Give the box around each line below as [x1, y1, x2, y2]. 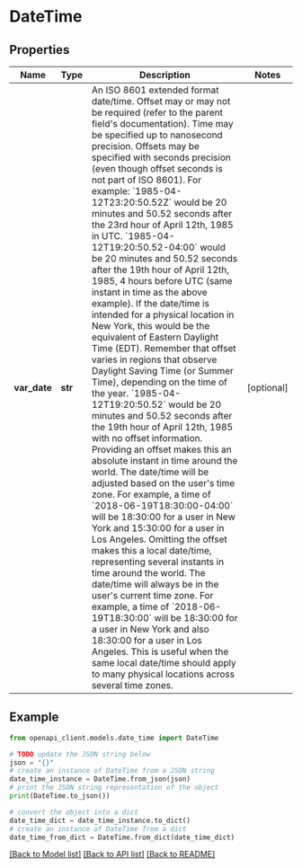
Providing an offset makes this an [91, 443, 232, 456]
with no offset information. [91, 432, 203, 444]
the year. [91, 387, 129, 399]
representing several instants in [91, 555, 225, 568]
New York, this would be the [91, 320, 210, 332]
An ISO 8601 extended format [91, 84, 219, 96]
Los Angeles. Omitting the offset [91, 533, 227, 545]
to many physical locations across [91, 668, 235, 680]
